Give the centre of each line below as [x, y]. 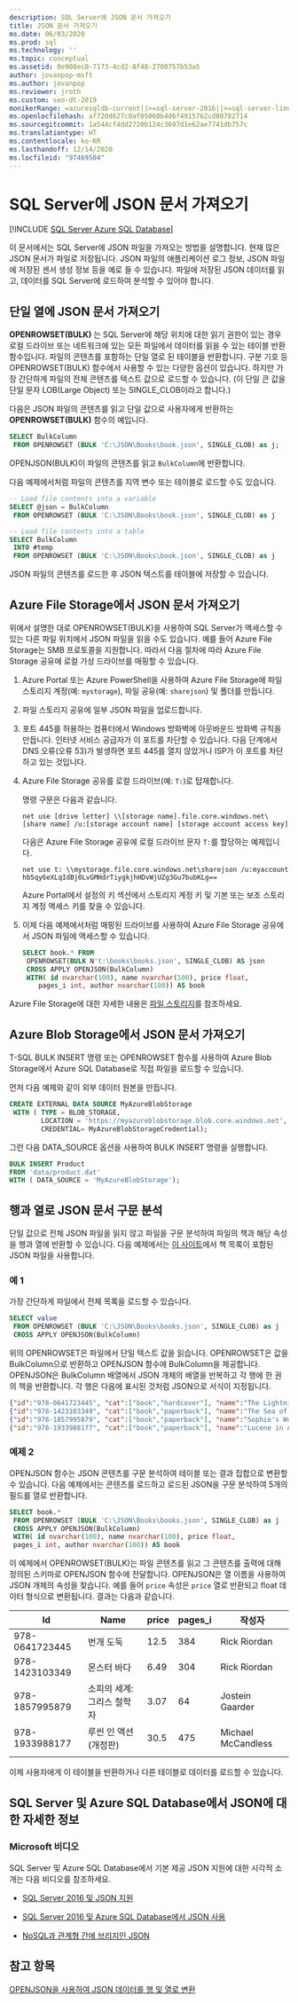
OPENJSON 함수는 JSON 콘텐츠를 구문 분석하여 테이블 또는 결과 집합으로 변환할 [149, 1473]
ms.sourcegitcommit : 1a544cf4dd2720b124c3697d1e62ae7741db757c [129, 125]
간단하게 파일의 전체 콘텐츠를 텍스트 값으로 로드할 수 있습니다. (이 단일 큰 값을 [152, 379]
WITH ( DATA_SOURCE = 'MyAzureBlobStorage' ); [94, 1181]
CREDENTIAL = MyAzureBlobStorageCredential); [125, 1129]
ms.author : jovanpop [47, 83]
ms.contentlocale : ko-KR [55, 141]
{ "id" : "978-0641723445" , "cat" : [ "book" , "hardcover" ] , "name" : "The [134, 1402]
